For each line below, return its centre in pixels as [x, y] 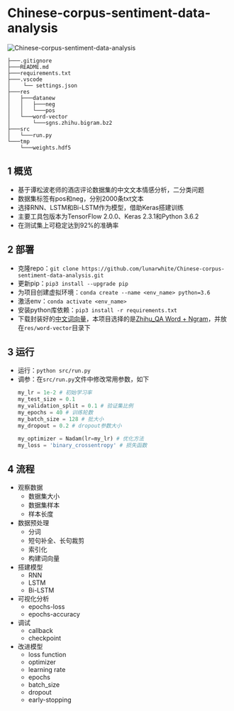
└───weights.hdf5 [46, 148]
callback [40, 631]
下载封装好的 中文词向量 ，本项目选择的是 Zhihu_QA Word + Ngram [113, 319]
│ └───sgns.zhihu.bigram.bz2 [60, 123]
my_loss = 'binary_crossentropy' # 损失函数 [82, 445]
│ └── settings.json [43, 86]
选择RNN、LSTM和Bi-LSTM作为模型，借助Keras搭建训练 [101, 207]
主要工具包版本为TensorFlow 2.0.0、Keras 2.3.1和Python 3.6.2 [108, 216]
